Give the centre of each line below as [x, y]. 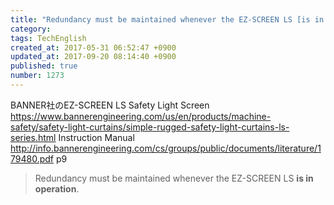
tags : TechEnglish [48, 38]
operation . [57, 188]
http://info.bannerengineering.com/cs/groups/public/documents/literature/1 [166, 148]
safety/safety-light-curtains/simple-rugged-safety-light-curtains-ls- [150, 127]
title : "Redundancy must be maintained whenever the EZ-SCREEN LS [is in [167, 19]
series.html [33, 137]
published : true [44, 66]
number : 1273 [37, 76]
